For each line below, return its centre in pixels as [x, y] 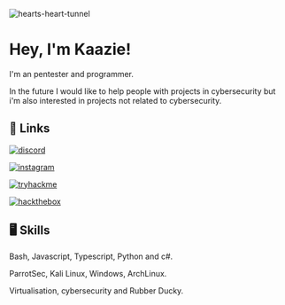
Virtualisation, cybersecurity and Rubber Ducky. [96, 290]
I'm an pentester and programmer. [72, 74]
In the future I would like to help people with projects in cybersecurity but [142, 91]
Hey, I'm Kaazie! [70, 50]
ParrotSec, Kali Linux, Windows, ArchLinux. [88, 273]
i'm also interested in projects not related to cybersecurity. [116, 100]
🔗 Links [30, 129]
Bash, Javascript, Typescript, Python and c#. [91, 256]
